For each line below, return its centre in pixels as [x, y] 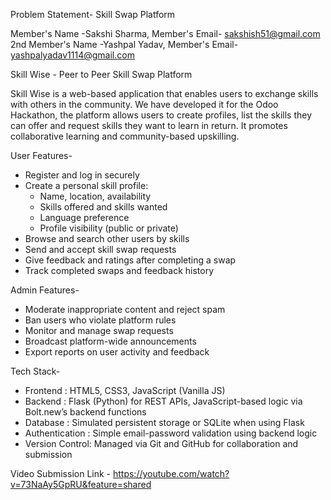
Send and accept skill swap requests [100, 249]
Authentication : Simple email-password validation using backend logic [171, 433]
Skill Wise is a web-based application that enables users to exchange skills [164, 93]
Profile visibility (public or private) [109, 228]
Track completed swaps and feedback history [119, 270]
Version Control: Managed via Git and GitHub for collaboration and [161, 443]
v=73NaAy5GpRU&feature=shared [81, 484]
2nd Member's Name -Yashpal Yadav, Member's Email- [124, 44]
